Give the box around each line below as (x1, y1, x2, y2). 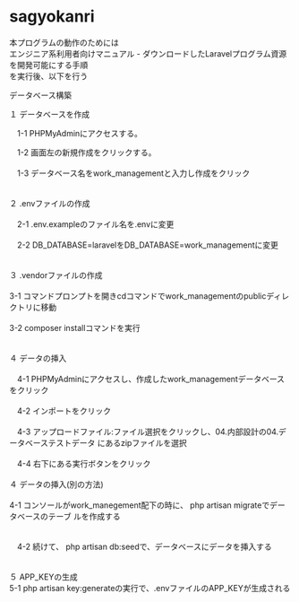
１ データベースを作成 (9, 109, 90, 119)
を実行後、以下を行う (9, 70, 88, 82)
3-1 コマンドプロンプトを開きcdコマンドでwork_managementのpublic (9, 290, 267, 301)
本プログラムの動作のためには (9, 37, 119, 48)
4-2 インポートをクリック (16, 406, 112, 416)
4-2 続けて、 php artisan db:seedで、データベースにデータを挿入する (16, 541, 273, 552)
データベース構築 (9, 90, 73, 100)
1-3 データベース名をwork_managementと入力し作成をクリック (16, 168, 251, 179)
